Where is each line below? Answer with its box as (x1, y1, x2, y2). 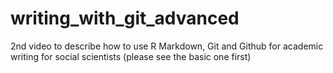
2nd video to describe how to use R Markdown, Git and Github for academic (10, 40, 324, 52)
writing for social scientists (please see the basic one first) (10, 50, 252, 62)
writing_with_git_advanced (10, 7, 240, 30)
